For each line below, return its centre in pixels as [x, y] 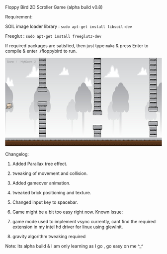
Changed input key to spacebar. [45, 202]
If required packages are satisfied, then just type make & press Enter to [77, 46]
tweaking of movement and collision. [50, 173]
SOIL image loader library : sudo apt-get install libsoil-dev [69, 26]
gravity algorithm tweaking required [49, 236]
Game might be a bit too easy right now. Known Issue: [68, 212]
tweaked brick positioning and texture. [52, 192]
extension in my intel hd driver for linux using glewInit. [68, 227]
